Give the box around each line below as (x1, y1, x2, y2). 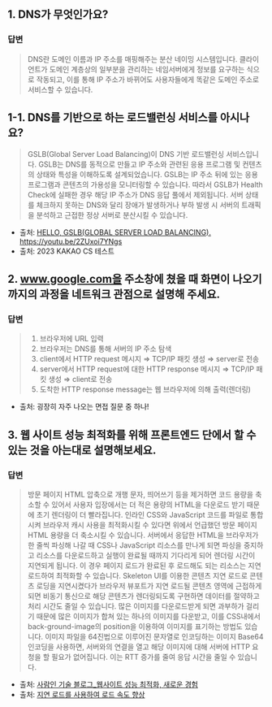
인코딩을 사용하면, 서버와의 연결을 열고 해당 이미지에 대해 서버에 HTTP (27, 641, 251, 652)
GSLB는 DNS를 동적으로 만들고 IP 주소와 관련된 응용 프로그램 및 (38, 159, 241, 169)
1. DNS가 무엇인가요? (7, 7, 109, 22)
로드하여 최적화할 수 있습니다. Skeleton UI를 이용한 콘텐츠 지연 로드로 (27, 570, 248, 580)
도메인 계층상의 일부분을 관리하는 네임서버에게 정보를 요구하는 (49, 64, 245, 74)
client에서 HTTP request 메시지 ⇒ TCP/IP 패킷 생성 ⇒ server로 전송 (39, 354, 260, 364)
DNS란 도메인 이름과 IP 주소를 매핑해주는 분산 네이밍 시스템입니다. (27, 54, 238, 63)
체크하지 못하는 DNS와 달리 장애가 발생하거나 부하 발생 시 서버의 (36, 200, 240, 210)
